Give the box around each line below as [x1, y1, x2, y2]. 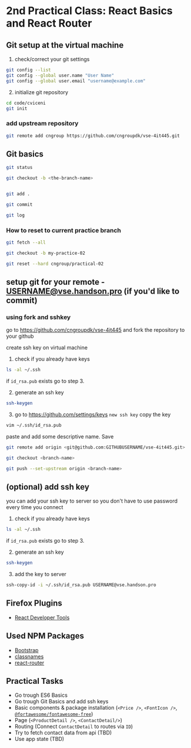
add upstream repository [6, 119, 79, 128]
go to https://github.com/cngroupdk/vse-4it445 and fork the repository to [6, 327, 185, 334]
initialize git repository [14, 88, 69, 95]
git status [6, 165, 33, 171]
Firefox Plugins [6, 599, 63, 609]
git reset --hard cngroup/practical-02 [6, 261, 104, 267]
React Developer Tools [14, 614, 70, 621]
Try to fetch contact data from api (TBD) [14, 729, 112, 736]
